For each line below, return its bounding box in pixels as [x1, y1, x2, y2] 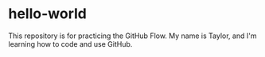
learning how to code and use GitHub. [8, 39, 133, 48]
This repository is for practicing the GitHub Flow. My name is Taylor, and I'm [8, 31, 257, 40]
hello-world [8, 5, 88, 23]
